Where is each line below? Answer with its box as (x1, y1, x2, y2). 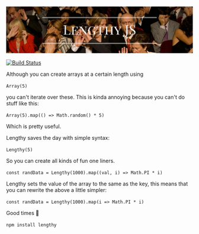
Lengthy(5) (6, 147, 33, 153)
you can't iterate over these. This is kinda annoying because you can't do (6, 94, 185, 101)
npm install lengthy (6, 222, 57, 228)
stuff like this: (6, 100, 39, 107)
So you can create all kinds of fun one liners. (6, 158, 115, 164)
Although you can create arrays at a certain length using (6, 70, 144, 78)
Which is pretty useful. (6, 123, 62, 130)
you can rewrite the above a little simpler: (6, 187, 107, 193)
